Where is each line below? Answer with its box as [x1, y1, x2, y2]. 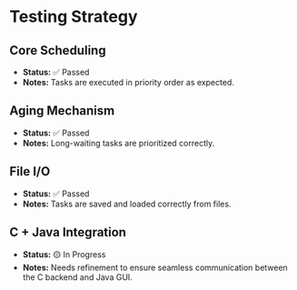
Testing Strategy [9, 6, 138, 27]
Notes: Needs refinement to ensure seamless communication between [22, 262, 288, 274]
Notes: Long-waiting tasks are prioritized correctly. [22, 137, 215, 148]
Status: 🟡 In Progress [22, 249, 106, 260]
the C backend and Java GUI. [22, 272, 134, 283]
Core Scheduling [9, 43, 106, 58]
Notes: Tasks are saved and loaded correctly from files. [22, 198, 232, 209]
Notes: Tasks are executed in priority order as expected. [22, 77, 234, 87]
